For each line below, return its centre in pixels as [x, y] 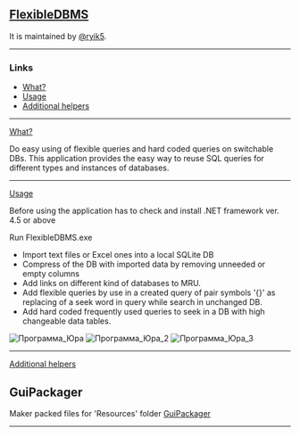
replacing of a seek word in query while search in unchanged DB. [142, 302]
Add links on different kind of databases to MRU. [111, 284]
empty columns [51, 274]
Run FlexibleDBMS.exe [51, 238]
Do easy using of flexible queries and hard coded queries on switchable [142, 149]
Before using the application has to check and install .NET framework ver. [144, 211]
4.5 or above [33, 220]
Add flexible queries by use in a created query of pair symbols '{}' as [149, 292]
